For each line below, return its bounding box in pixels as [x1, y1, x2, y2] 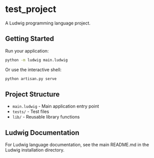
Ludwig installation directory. [5, 147, 65, 153]
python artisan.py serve [5, 76, 57, 81]
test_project [5, 3, 56, 15]
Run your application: [5, 47, 49, 53]
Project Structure [5, 90, 60, 98]
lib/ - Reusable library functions [12, 114, 80, 120]
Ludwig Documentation [5, 128, 80, 137]
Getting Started [5, 34, 54, 43]
